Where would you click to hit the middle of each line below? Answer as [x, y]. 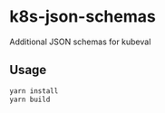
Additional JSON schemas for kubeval [80, 42]
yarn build [30, 99]
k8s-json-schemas [82, 17]
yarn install [34, 91]
